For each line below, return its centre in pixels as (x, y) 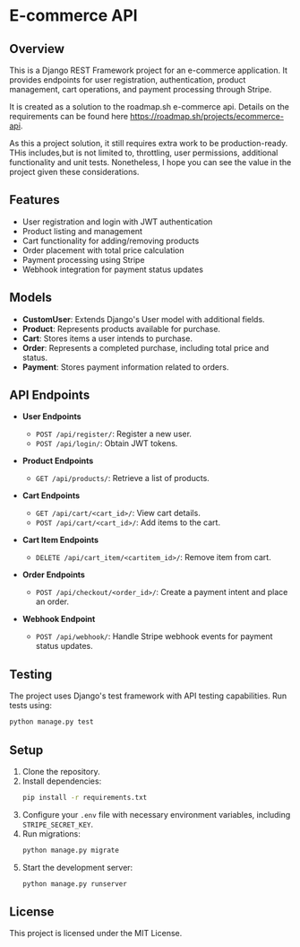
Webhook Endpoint (59, 619)
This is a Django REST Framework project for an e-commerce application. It (149, 70)
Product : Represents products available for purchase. (121, 329)
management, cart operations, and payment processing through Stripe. (141, 89)
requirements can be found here (69, 116)
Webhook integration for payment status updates (113, 269)
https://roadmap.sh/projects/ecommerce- (207, 116)
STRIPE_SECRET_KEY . (58, 824)
